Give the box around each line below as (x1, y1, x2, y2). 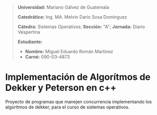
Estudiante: (17, 39, 43, 45)
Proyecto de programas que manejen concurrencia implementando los (5, 98, 152, 104)
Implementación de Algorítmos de (5, 71, 150, 83)
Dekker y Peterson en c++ (5, 82, 117, 93)
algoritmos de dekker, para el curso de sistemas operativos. (5, 104, 130, 110)
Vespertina (17, 29, 40, 35)
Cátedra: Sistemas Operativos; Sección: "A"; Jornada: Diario (17, 24, 145, 30)
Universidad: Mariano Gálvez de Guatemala (17, 5, 110, 10)
